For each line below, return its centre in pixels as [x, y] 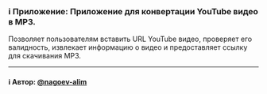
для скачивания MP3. [45, 56]
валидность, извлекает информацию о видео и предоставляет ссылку [128, 47]
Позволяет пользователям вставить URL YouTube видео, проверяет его [130, 39]
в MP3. [22, 21]
